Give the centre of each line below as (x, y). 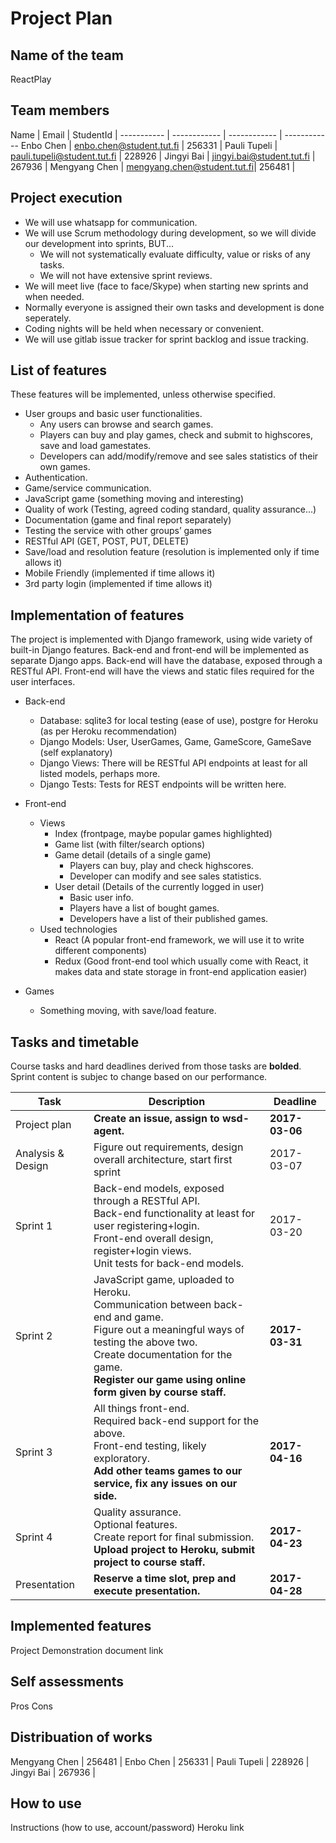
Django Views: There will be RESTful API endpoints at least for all (173, 763)
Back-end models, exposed (159, 1189)
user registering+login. (146, 1226)
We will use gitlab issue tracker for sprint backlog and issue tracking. (166, 339)
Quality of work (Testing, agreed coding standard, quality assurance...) (170, 509)
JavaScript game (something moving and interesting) (134, 499)
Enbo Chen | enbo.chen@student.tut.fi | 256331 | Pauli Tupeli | (149, 145)
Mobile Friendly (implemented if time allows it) (120, 573)
